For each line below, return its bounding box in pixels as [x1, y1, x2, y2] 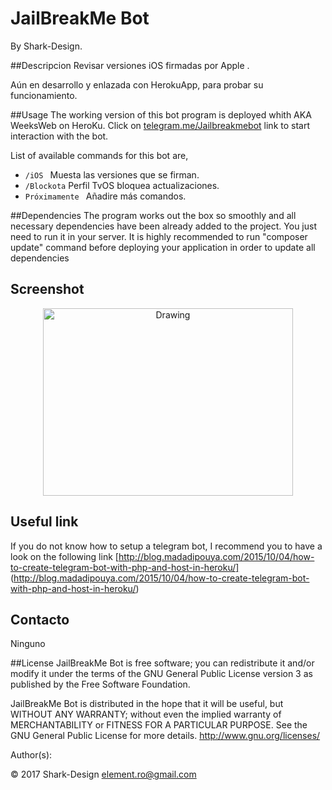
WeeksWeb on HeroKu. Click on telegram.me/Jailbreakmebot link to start [10, 119, 310, 131]
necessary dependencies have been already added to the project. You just [10, 220, 317, 232]
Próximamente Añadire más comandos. [24, 190, 187, 202]
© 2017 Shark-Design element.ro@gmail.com [10, 768, 197, 781]
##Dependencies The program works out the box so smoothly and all [10, 209, 297, 221]
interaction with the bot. [10, 130, 109, 142]
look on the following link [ [10, 550, 119, 562]
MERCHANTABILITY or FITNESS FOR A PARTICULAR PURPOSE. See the [10, 719, 308, 731]
